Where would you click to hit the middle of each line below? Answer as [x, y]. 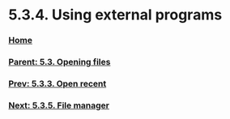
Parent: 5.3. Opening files [60, 62]
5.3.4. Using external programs [115, 15]
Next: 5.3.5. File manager [59, 105]
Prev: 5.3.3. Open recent [57, 83]
